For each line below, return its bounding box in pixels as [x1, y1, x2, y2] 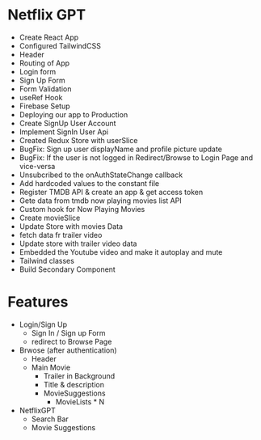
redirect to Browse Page [31, 336, 112, 346]
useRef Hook [19, 92, 63, 102]
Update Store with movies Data [19, 221, 123, 231]
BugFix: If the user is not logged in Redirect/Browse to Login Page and [19, 152, 254, 163]
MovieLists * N [55, 396, 105, 406]
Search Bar [31, 414, 69, 424]
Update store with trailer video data [19, 239, 137, 248]
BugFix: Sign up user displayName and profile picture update [19, 144, 223, 154]
